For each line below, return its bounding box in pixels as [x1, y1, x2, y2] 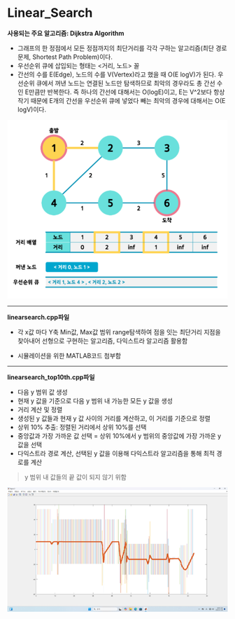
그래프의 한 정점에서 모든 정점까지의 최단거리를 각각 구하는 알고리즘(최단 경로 [17, 43, 227, 52]
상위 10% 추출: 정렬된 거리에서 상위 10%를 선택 [17, 423, 147, 432]
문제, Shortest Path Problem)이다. [17, 53, 113, 61]
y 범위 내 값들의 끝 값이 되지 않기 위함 [24, 473, 127, 482]
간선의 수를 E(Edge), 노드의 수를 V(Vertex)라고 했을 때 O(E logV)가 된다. [17, 70, 217, 79]
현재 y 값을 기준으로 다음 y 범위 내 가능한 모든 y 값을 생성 [17, 397, 173, 405]
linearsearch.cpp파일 [7, 313, 70, 322]
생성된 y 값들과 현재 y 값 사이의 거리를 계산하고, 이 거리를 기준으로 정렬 [17, 414, 211, 423]
